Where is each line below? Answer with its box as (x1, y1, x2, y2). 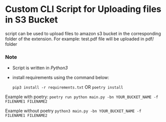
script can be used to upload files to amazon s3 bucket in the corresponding (5, 30, 161, 36)
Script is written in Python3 (12, 65, 68, 71)
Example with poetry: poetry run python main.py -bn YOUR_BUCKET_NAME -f (5, 94, 159, 100)
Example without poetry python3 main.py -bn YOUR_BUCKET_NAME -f (5, 108, 142, 114)
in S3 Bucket (5, 14, 58, 25)
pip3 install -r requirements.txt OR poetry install (12, 84, 123, 90)
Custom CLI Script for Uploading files (5, 3, 162, 15)
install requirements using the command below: (12, 75, 110, 81)
